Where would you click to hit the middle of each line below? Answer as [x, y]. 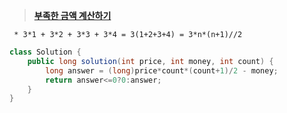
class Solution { [45, 52]
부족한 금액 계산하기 [72, 15]
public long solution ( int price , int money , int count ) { [150, 61]
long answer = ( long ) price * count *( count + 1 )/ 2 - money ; [162, 70]
